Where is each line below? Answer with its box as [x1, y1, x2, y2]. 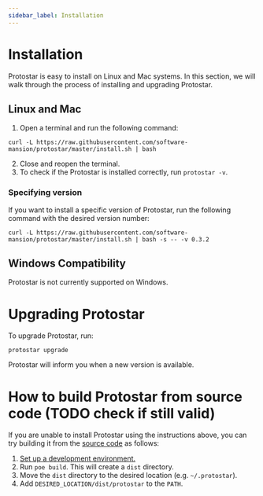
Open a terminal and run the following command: [19, 123, 179, 133]
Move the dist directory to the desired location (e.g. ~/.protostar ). [19, 471, 238, 480]
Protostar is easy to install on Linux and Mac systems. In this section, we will [8, 72, 256, 81]
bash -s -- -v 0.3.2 [142, 235, 210, 244]
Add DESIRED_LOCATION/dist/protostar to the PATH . [19, 479, 183, 488]
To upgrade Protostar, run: [8, 331, 94, 340]
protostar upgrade [8, 347, 69, 355]
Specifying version [8, 187, 83, 198]
